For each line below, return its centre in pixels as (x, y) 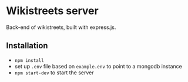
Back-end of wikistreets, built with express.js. (61, 27)
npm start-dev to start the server (54, 73)
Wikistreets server (52, 11)
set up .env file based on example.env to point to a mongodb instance (98, 66)
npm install (29, 60)
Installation (27, 46)
